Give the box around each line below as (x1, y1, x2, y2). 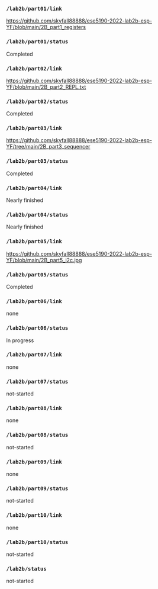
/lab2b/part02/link (6, 65, 62, 72)
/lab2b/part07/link (6, 352, 62, 358)
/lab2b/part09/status (6, 485, 69, 492)
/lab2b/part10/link (6, 512, 62, 519)
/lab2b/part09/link (6, 458, 62, 465)
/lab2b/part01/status (6, 38, 69, 45)
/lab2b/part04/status (6, 211, 69, 218)
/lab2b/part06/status (6, 325, 69, 331)
